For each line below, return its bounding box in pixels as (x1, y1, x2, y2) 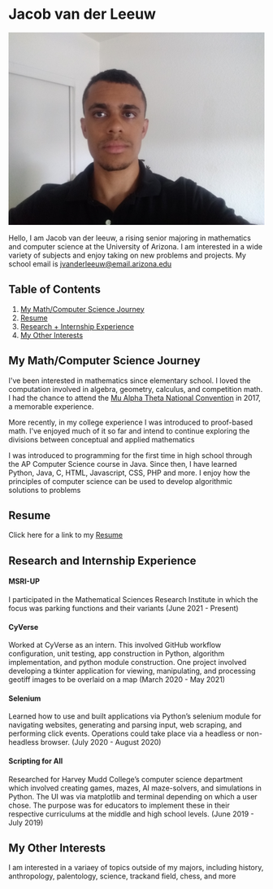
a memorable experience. (8, 401, 94, 411)
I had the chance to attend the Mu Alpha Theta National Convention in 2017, (8, 393, 262, 403)
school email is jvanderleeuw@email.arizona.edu (8, 258, 172, 269)
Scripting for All (8, 755, 63, 766)
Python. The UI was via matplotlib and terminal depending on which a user (8, 791, 258, 801)
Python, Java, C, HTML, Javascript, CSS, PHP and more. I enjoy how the (8, 468, 250, 478)
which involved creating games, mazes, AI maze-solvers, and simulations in (8, 783, 262, 793)
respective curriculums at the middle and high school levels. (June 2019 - (8, 808, 254, 819)
